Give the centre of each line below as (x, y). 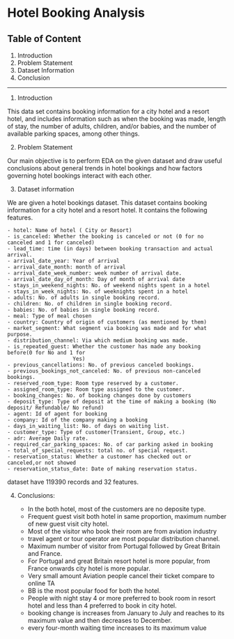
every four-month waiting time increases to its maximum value (117, 628)
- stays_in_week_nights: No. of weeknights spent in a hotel (98, 292)
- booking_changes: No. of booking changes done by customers (99, 396)
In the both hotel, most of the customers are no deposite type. (117, 509)
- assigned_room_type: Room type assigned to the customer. (96, 389)
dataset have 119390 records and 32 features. (73, 482)
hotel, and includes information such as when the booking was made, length (117, 119)
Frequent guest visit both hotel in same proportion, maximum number (127, 516)
